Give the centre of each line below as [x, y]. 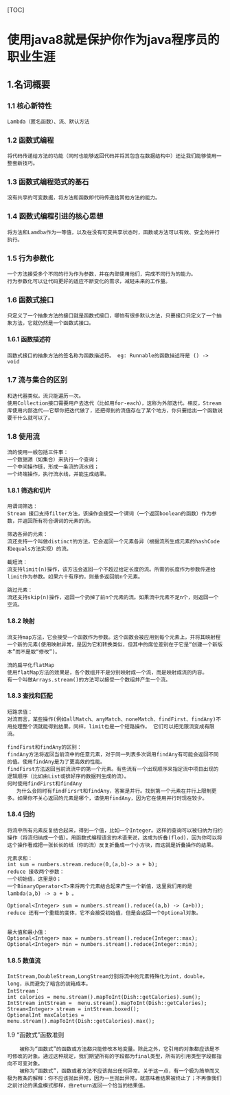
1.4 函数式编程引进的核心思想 [55, 216]
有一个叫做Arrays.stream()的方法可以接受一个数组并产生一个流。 [89, 679]
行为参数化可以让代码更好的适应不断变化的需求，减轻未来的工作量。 [89, 282]
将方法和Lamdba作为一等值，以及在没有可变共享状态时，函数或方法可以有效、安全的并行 [113, 232]
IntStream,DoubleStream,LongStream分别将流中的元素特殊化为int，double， [107, 977]
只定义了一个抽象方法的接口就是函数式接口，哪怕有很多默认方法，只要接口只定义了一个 [112, 316]
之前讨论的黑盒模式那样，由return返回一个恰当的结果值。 [78, 1086]
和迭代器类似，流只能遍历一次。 [46, 396]
